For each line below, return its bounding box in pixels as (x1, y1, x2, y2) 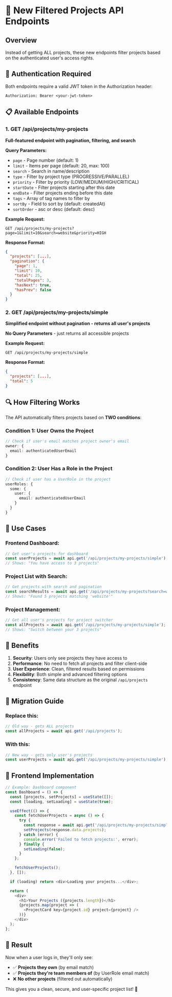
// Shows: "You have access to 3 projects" (5, 560, 100, 566)
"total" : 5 (10, 379, 33, 384)
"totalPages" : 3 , (14, 277, 52, 283)
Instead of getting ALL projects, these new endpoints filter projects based (5, 50, 161, 55)
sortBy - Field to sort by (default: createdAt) (12, 201, 105, 207)
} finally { (18, 841, 45, 847)
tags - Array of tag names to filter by (12, 195, 90, 201)
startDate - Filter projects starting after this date (12, 184, 115, 190)
